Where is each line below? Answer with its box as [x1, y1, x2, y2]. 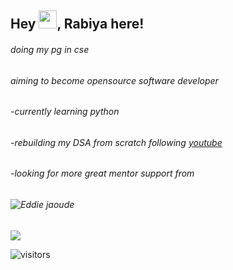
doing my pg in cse [10, 43, 90, 55]
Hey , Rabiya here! [10, 16, 145, 33]
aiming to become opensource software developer [10, 74, 219, 86]
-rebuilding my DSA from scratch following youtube [10, 136, 223, 148]
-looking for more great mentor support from [10, 167, 195, 180]
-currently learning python [10, 106, 120, 118]
